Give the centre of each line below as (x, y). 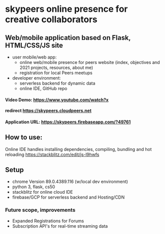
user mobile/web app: (34, 57)
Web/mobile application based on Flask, (68, 38)
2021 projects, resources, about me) (56, 68)
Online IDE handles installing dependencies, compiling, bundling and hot (78, 149)
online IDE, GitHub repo (43, 88)
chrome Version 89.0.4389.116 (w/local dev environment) (70, 182)
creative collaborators (51, 19)
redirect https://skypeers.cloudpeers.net (49, 111)
